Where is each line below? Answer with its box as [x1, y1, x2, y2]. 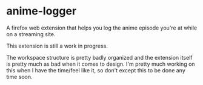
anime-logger [6, 4, 77, 18]
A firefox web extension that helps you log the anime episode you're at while [6, 24, 198, 31]
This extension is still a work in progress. [6, 42, 108, 49]
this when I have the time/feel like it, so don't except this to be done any [6, 66, 186, 74]
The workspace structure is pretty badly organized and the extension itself [6, 54, 193, 61]
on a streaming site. [6, 30, 56, 37]
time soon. [6, 73, 33, 80]
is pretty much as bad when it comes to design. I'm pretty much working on [6, 60, 195, 68]
